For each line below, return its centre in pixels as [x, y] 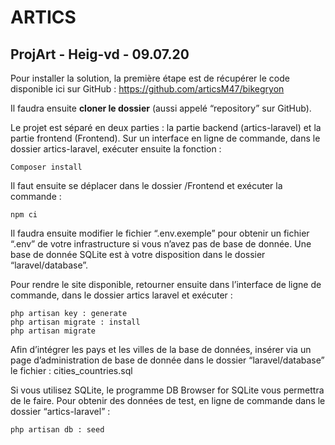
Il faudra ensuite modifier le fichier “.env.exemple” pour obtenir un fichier [160, 233]
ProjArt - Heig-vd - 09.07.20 [100, 54]
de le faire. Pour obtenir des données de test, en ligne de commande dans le [168, 400]
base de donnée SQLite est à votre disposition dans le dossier [138, 254]
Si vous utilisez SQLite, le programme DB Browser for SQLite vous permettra [167, 390]
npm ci [24, 215]
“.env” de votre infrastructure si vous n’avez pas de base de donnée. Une [161, 244]
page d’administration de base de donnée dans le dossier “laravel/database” [167, 360]
